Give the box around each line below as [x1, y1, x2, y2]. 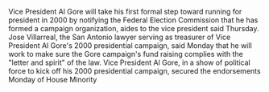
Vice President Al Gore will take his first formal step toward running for [8, 7, 242, 16]
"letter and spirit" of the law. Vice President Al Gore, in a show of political [8, 58, 251, 67]
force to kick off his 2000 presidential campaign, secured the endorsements [8, 66, 261, 75]
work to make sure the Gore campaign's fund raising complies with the [8, 50, 243, 58]
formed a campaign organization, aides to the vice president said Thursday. [8, 24, 259, 33]
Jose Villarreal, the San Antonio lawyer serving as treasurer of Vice [8, 32, 231, 42]
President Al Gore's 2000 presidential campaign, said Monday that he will [8, 41, 252, 50]
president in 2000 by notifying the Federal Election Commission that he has [8, 15, 259, 25]
